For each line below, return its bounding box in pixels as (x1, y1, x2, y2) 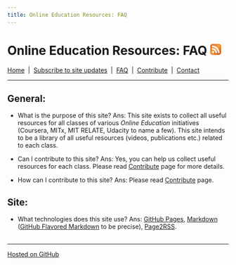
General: (7, 92, 46, 105)
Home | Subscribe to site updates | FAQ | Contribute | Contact (7, 65, 200, 74)
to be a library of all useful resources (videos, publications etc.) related (17, 134, 223, 142)
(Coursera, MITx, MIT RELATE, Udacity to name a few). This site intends (17, 127, 225, 135)
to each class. (17, 141, 58, 150)
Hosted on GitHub (7, 250, 60, 259)
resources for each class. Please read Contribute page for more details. (17, 162, 225, 171)
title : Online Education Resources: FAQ (7, 11, 128, 18)
